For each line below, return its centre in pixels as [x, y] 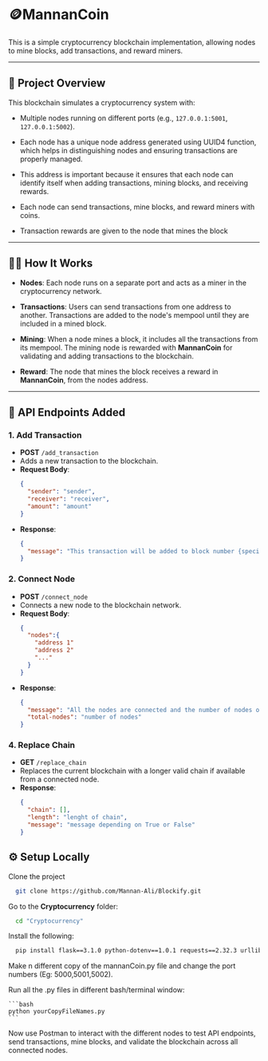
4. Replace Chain [42, 745]
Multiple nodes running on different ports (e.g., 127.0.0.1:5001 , [124, 118]
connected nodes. [38, 1051]
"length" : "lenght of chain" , [77, 818]
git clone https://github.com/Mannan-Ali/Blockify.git [108, 891]
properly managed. [51, 159]
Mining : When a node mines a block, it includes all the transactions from [139, 338]
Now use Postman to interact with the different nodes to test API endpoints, [132, 1033]
